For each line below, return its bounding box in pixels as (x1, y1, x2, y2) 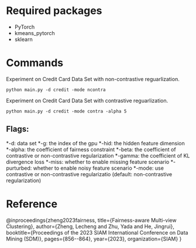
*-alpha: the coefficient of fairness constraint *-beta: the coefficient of (6, 146, 177, 153)
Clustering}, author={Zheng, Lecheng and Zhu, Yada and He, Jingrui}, (6, 223, 174, 230)
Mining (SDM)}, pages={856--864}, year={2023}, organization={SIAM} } (6, 235, 182, 242)
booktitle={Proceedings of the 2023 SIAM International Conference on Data (6, 229, 188, 236)
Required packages (6, 4, 102, 18)
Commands (6, 57, 64, 69)
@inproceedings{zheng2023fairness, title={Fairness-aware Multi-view (6, 216, 177, 223)
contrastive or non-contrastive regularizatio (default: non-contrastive (6, 170, 173, 177)
